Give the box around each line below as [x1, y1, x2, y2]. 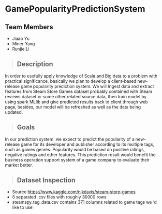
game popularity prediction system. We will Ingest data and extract [21, 83, 154, 89]
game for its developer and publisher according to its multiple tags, [21, 141, 155, 147]
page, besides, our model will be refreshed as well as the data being [5, 104, 141, 110]
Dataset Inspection [16, 176, 76, 184]
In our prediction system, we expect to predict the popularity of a [5, 136, 134, 142]
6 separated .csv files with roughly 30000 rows [12, 194, 106, 200]
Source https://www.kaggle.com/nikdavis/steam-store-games [12, 189, 136, 195]
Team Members [5, 23, 53, 31]
